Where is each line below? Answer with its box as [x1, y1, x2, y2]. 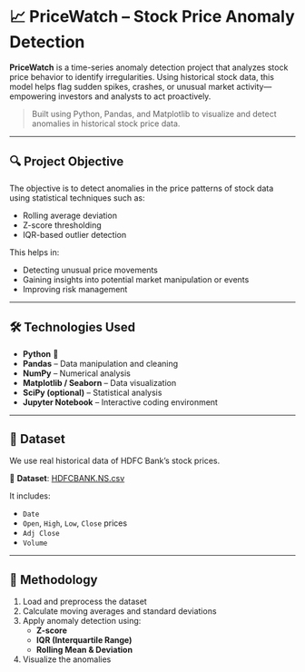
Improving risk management [22, 283, 128, 294]
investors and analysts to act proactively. [58, 91, 212, 102]
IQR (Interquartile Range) [35, 635, 133, 646]
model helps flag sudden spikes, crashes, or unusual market [9, 81, 235, 92]
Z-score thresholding [22, 219, 102, 231]
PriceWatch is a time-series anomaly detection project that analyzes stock [9, 62, 289, 73]
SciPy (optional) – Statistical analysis [22, 387, 162, 398]
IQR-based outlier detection [22, 229, 127, 240]
